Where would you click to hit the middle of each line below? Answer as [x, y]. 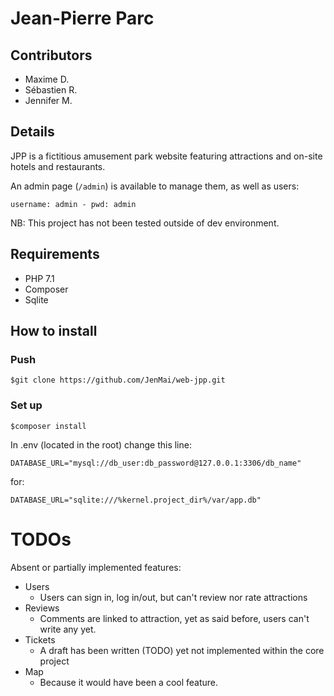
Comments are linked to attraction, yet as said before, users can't [174, 618]
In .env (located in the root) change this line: [101, 444]
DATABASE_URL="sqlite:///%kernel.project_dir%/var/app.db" [136, 500]
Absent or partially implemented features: [96, 567]
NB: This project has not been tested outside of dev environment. [145, 223]
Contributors [51, 55]
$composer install [48, 426]
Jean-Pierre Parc [82, 18]
